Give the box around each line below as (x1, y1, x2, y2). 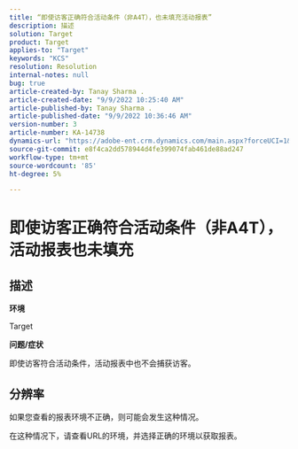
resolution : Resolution (9, 63, 98, 72)
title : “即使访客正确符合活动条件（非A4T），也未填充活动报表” (9, 12, 213, 22)
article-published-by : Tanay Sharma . (9, 104, 153, 112)
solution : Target (9, 29, 74, 38)
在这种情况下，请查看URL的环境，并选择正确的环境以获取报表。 (9, 430, 242, 441)
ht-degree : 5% (9, 169, 62, 178)
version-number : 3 (9, 120, 77, 129)
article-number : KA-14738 (9, 128, 105, 137)
